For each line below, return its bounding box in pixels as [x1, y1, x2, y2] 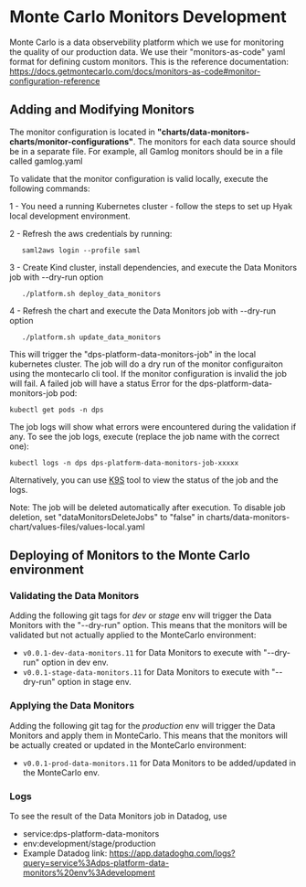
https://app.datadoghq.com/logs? [109, 848, 236, 859]
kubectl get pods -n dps [9, 405, 104, 414]
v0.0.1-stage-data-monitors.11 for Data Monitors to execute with [22, 667, 269, 678]
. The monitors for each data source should [132, 135, 296, 147]
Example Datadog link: [22, 848, 108, 859]
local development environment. [9, 210, 131, 221]
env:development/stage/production [22, 839, 157, 850]
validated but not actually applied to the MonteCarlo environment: [9, 629, 257, 641]
